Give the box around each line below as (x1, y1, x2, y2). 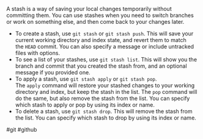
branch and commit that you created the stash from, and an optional (15, 62, 188, 69)
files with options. (15, 49, 60, 57)
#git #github (6, 126, 37, 133)
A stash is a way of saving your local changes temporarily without (6, 5, 172, 12)
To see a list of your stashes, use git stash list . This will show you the (15, 56, 197, 63)
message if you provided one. (15, 69, 90, 76)
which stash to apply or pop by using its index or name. (15, 101, 155, 109)
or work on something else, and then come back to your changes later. (6, 18, 185, 25)
